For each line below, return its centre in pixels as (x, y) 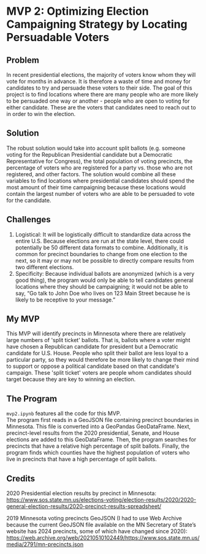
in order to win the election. (41, 114)
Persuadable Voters (58, 37)
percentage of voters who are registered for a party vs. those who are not (100, 168)
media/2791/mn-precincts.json (45, 544)
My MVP (23, 319)
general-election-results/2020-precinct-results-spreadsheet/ (84, 506)
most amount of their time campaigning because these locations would (96, 187)
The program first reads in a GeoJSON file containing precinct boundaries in (103, 420)
